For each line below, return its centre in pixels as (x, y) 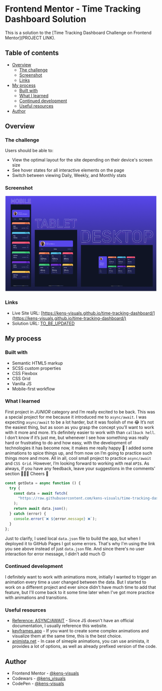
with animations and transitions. (37, 597)
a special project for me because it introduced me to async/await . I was (76, 417)
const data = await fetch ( (41, 493)
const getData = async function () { (43, 483)
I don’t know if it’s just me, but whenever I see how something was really (77, 438)
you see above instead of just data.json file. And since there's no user (75, 549)
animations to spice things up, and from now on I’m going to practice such (79, 453)
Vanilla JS (22, 383)
